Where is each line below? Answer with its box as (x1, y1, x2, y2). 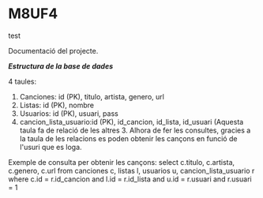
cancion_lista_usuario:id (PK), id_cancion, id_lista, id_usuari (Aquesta (19, 117, 244, 126)
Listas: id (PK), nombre (19, 100, 95, 110)
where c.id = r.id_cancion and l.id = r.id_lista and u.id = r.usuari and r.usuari (8, 174, 252, 184)
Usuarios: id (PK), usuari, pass (19, 108, 118, 118)
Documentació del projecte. (8, 46, 99, 55)
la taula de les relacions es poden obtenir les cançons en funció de (19, 133, 238, 143)
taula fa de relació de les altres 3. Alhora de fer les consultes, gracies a (19, 125, 251, 135)
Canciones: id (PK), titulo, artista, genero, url (19, 92, 164, 101)
